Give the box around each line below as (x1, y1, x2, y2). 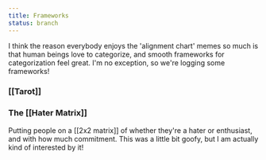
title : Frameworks (8, 11, 69, 20)
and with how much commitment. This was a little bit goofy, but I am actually (8, 134, 259, 143)
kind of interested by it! (8, 142, 84, 152)
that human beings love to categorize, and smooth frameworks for (8, 49, 225, 59)
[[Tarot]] (8, 86, 42, 97)
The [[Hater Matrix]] (8, 107, 87, 119)
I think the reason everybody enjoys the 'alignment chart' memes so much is (8, 41, 259, 50)
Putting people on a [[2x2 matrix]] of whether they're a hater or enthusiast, (8, 125, 253, 135)
